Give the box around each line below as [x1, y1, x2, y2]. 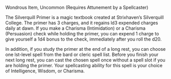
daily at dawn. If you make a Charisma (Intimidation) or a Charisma [5, 25, 146, 31]
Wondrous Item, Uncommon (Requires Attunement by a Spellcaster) [5, 5, 148, 10]
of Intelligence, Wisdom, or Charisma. [5, 68, 85, 74]
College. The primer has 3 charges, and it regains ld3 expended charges [5, 20, 158, 26]
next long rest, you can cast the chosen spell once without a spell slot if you [5, 57, 165, 63]
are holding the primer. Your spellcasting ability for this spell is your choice [5, 63, 163, 68]
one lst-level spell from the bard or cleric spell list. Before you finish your [5, 51, 159, 57]
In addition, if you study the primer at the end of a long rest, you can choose [5, 46, 166, 52]
